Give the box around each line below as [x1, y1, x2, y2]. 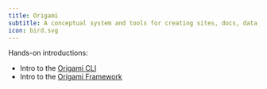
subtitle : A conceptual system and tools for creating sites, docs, [8, 19, 240, 27]
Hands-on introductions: [8, 48, 89, 58]
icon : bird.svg [8, 26, 59, 34]
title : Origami [8, 11, 59, 20]
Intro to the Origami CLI [19, 64, 97, 73]
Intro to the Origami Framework [19, 72, 122, 82]
